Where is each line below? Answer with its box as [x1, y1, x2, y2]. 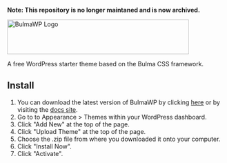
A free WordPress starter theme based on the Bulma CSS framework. [7, 60, 204, 68]
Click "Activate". [17, 149, 63, 157]
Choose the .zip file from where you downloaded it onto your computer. [17, 135, 221, 143]
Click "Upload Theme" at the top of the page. [17, 127, 146, 135]
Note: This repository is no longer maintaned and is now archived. [7, 6, 200, 14]
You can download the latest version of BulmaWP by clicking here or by [17, 98, 221, 106]
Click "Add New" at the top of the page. [17, 120, 130, 128]
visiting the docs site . [17, 105, 78, 113]
